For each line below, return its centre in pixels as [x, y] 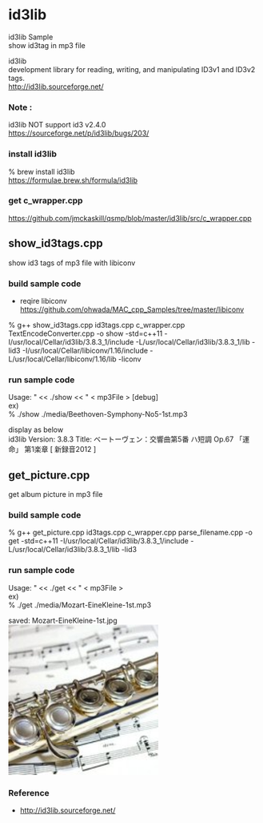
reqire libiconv [44, 301]
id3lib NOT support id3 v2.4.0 [57, 125]
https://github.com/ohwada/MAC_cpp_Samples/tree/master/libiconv [132, 309]
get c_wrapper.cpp [46, 200]
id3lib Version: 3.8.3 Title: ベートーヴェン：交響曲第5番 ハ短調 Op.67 [121, 439]
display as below [36, 430]
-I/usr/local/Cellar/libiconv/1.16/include [85, 350]
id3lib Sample [31, 37]
